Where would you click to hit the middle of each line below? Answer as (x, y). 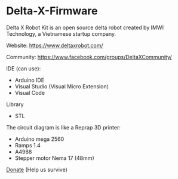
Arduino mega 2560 (39, 139)
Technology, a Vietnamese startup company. (61, 33)
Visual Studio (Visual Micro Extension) (62, 86)
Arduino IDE (30, 80)
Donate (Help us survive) (37, 169)
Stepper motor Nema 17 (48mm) (54, 158)
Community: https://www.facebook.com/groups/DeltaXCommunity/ (89, 57)
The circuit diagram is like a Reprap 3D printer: (63, 127)
